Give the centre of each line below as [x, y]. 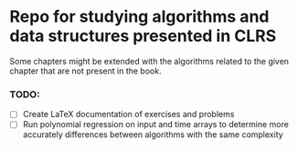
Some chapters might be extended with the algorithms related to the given [149, 61]
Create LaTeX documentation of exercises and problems [128, 114]
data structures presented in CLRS [143, 36]
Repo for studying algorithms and [139, 17]
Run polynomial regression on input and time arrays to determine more [156, 124]
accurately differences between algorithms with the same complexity [153, 134]
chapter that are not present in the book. [85, 71]
